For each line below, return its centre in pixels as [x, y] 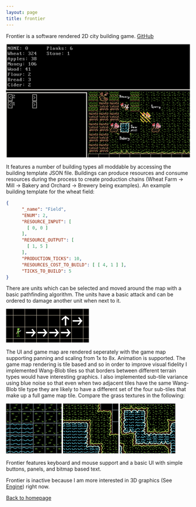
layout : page [22, 12]
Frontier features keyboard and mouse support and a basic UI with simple [94, 463]
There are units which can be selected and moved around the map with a [94, 288]
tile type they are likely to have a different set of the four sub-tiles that [102, 389]
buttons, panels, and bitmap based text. [54, 469]
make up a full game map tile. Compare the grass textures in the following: [95, 396]
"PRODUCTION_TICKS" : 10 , [52, 258]
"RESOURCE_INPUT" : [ [46, 222]
